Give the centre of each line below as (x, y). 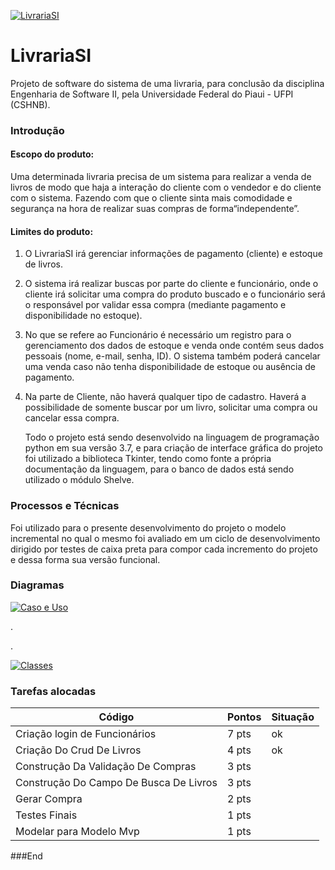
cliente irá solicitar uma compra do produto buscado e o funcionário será (175, 294)
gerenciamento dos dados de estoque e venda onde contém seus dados (174, 346)
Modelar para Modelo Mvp (77, 832)
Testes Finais (46, 815)
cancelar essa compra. (72, 418)
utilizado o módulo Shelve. (79, 480)
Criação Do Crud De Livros (78, 750)
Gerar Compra (49, 799)
